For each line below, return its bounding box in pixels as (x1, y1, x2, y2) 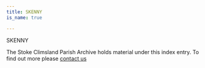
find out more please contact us (6, 55, 87, 62)
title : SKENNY (6, 8, 43, 15)
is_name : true (6, 15, 43, 21)
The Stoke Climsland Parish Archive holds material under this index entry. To (6, 48, 199, 55)
